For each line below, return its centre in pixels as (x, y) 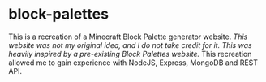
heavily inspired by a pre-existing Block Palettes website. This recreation (130, 54)
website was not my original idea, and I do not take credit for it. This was (131, 45)
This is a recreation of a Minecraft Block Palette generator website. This (128, 37)
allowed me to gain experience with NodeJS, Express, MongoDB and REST (133, 63)
